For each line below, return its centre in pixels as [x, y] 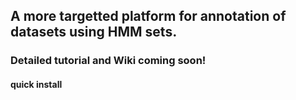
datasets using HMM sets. [94, 32]
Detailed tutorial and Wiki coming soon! [108, 61]
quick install [36, 84]
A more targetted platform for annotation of [148, 16]
